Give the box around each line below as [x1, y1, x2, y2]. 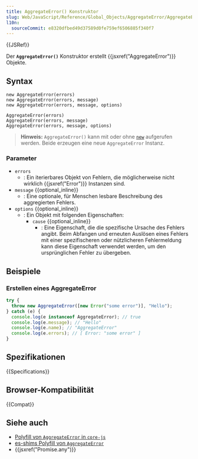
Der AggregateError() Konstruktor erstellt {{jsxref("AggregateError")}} [6, 53, 176, 60]
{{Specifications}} [6, 367, 50, 375]
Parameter [6, 154, 37, 162]
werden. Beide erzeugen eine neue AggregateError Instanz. [20, 139, 165, 147]
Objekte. [6, 59, 27, 66]
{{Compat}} [6, 401, 34, 408]
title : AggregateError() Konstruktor [6, 8, 99, 15]
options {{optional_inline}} [14, 205, 79, 213]
